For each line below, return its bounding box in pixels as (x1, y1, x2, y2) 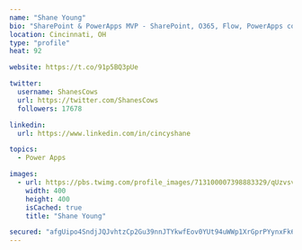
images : (9, 170, 39, 179)
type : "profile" (9, 38, 70, 48)
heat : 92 (9, 47, 42, 56)
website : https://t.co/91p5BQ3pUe (9, 63, 139, 72)
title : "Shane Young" (25, 211, 106, 220)
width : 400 (25, 186, 67, 195)
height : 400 (25, 194, 70, 203)
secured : (9, 228, 42, 237)
